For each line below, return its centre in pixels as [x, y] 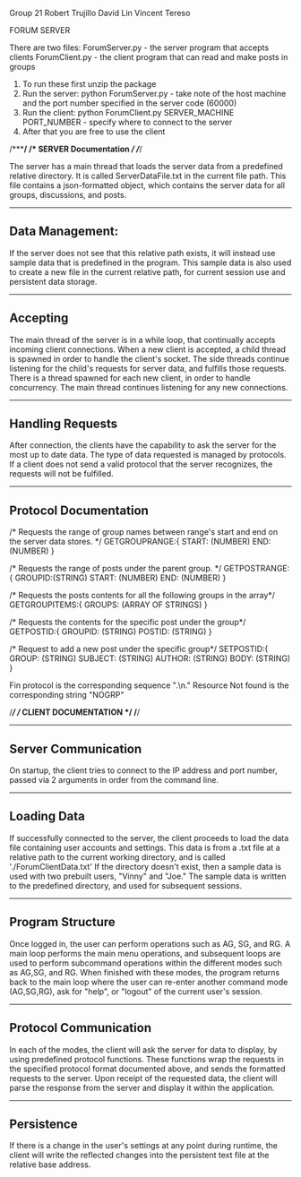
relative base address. [50, 1164]
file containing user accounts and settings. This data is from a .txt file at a [145, 847]
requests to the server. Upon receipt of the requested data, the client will [143, 1078]
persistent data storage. [53, 281]
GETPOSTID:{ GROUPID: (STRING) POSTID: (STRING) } [111, 631]
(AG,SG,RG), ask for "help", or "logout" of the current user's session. [136, 991]
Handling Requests [64, 424]
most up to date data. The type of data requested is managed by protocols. [148, 455]
